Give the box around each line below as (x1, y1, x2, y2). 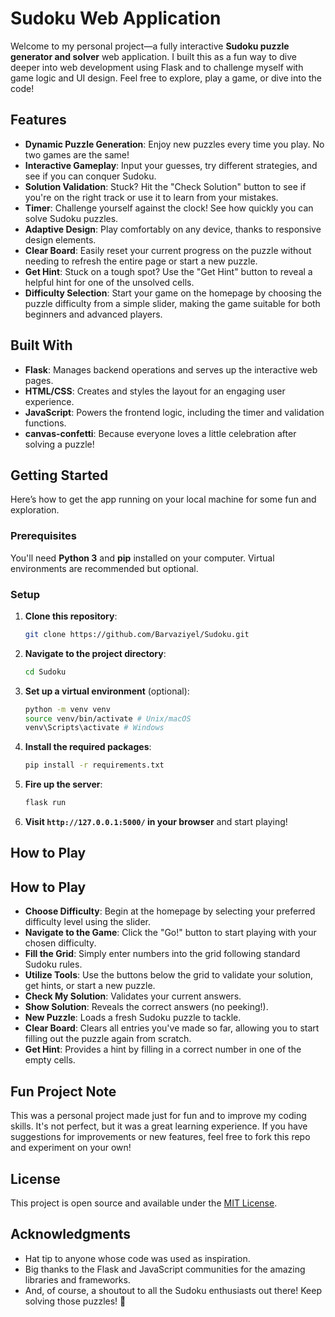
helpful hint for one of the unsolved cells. (24, 276, 195, 288)
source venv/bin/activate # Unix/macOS (24, 713, 192, 724)
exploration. (10, 504, 60, 516)
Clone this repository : (24, 610, 118, 622)
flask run (24, 798, 67, 808)
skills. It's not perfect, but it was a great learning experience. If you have (10, 1120, 308, 1132)
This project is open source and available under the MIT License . (10, 1197, 278, 1209)
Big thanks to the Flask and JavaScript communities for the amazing (24, 1263, 306, 1275)
